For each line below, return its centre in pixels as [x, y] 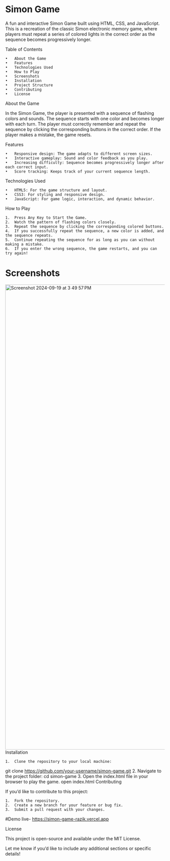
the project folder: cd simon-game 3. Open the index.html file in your [77, 776]
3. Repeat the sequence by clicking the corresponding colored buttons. [85, 226]
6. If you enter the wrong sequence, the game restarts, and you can [81, 249]
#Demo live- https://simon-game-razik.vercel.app [57, 819]
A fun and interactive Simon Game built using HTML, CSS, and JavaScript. [83, 23]
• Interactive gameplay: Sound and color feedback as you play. [77, 158]
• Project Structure [29, 85]
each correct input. [27, 167]
